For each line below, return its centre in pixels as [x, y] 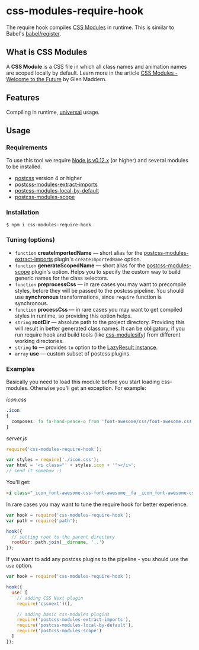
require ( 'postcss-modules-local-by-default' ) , [75, 625]
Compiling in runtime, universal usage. [53, 112]
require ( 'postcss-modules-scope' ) [59, 631]
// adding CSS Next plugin [50, 598]
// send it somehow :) [34, 471]
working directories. [39, 341]
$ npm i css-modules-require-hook [49, 225]
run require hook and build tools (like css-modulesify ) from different [97, 334]
